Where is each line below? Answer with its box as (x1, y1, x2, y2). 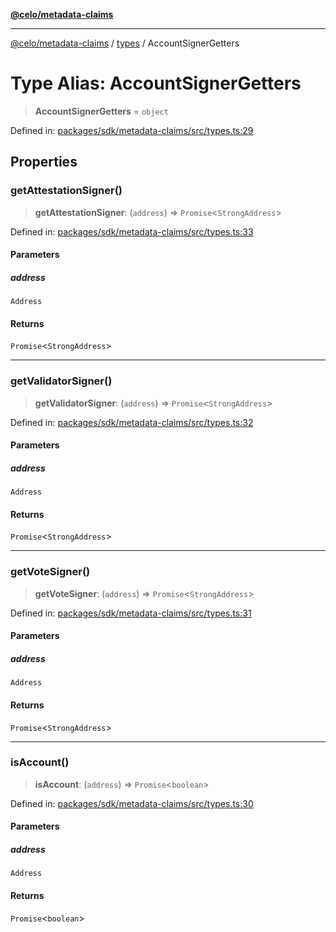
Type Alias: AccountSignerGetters (10, 72, 302, 95)
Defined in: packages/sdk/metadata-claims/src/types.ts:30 (10, 797, 254, 809)
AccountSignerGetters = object (34, 105, 169, 117)
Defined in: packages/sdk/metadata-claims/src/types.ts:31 (10, 607, 252, 619)
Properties (10, 154, 78, 171)
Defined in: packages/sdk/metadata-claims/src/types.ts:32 (10, 416, 254, 428)
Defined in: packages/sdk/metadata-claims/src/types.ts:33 (10, 225, 254, 238)
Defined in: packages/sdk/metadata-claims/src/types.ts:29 (10, 124, 254, 136)
